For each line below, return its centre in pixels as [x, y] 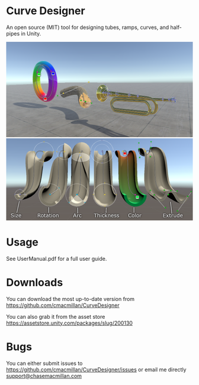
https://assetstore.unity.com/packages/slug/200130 [70, 323]
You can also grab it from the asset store [56, 316]
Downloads [35, 282]
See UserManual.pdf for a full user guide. [57, 258]
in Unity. [31, 33]
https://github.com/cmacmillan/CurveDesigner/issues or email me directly [96, 369]
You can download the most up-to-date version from [70, 299]
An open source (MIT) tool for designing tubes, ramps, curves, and [88, 27]
